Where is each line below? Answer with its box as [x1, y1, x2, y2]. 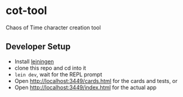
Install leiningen [14, 57, 54, 65]
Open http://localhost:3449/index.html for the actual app [14, 84, 157, 91]
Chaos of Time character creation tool [5, 24, 101, 31]
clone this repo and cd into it [14, 64, 86, 71]
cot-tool [5, 4, 47, 18]
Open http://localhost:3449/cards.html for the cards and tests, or [14, 77, 178, 84]
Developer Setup [5, 41, 71, 52]
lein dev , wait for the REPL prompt [14, 71, 103, 78]
